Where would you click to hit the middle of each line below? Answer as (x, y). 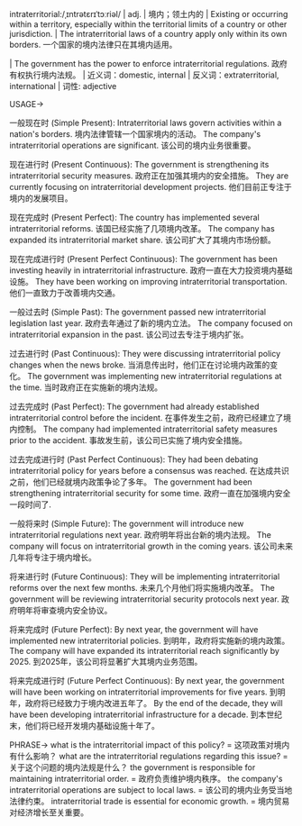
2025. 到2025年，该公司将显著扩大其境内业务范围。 (106, 662)
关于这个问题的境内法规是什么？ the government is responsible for (133, 767)
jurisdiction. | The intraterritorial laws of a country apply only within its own (148, 34)
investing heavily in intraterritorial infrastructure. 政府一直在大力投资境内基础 (151, 270)
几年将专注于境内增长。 (53, 557)
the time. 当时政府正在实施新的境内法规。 (86, 387)
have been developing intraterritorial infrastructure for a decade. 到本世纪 (146, 714)
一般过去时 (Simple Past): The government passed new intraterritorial (138, 312)
